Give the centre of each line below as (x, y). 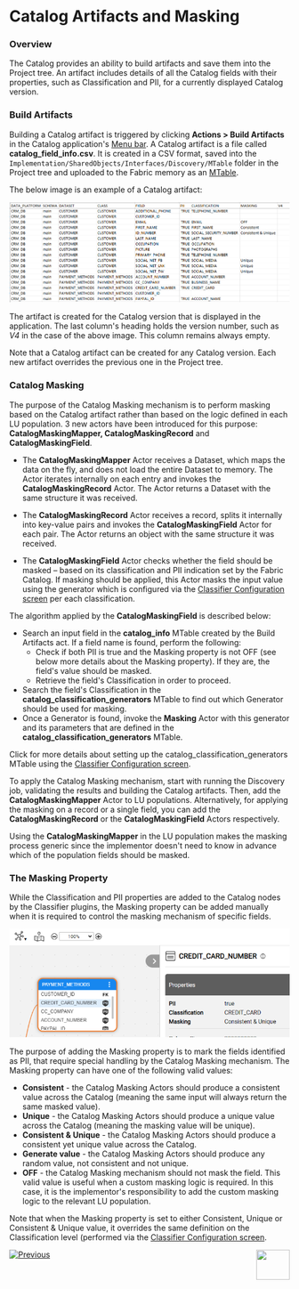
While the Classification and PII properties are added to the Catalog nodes (145, 897)
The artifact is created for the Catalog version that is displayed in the (135, 317)
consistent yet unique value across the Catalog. (109, 1144)
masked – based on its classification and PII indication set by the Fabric (153, 570)
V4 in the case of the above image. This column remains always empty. (140, 336)
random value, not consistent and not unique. (105, 1163)
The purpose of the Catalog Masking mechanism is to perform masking (140, 405)
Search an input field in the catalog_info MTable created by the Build (149, 633)
